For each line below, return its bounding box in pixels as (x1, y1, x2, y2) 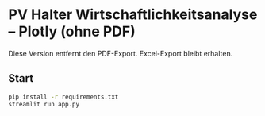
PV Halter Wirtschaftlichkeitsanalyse (8, 6, 258, 24)
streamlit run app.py (8, 100, 80, 108)
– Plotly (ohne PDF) (8, 22, 136, 41)
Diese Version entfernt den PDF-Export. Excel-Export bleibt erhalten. (8, 48, 233, 58)
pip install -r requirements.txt (8, 93, 119, 101)
